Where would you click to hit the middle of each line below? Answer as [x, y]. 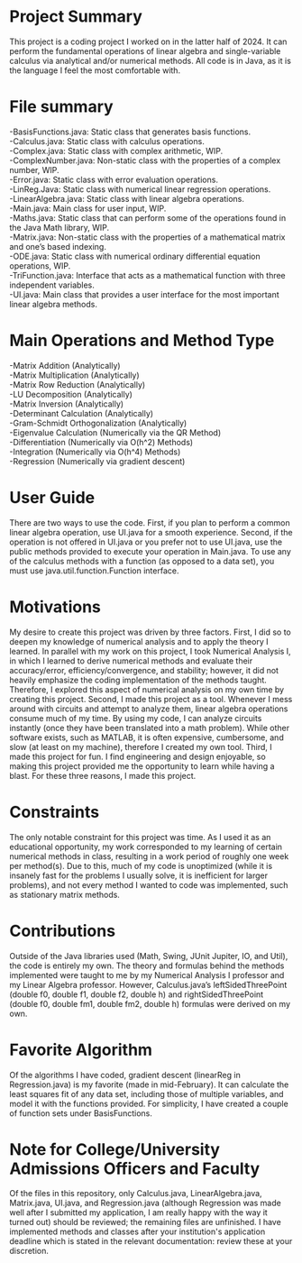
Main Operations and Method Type [142, 341]
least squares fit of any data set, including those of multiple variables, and [146, 1094]
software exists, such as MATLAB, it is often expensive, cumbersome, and [146, 737]
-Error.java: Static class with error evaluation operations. [114, 179]
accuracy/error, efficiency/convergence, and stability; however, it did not [144, 670]
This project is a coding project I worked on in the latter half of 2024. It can [148, 41]
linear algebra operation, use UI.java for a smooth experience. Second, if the [151, 532]
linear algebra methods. [53, 304]
